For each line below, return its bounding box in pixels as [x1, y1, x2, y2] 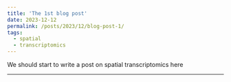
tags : [7, 29, 23, 36]
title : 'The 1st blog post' [7, 10, 88, 17]
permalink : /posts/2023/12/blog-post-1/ [7, 23, 125, 29]
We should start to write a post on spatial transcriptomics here [7, 61, 184, 68]
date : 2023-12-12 [7, 16, 57, 23]
